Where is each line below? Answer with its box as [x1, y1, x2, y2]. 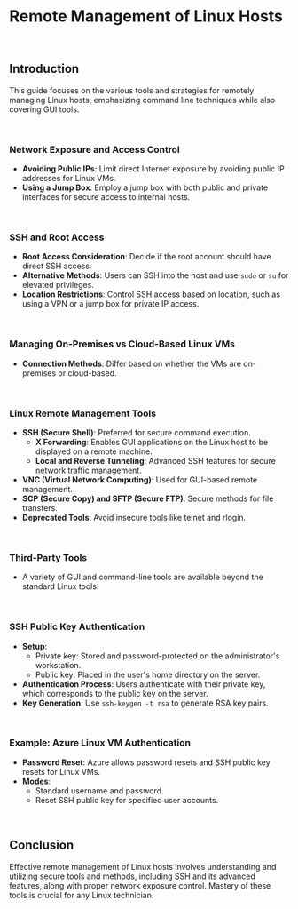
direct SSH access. [21, 260, 92, 272]
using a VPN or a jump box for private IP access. [21, 299, 200, 309]
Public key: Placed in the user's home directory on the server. [35, 669, 261, 680]
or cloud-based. [58, 367, 117, 379]
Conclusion [9, 838, 74, 853]
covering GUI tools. [9, 104, 80, 115]
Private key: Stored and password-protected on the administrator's [35, 650, 280, 661]
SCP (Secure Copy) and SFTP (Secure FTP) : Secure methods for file [21, 493, 274, 504]
